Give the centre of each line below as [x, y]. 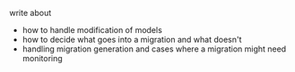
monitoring [42, 58]
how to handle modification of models [92, 30]
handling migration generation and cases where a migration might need [154, 49]
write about [30, 13]
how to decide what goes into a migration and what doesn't [132, 40]
